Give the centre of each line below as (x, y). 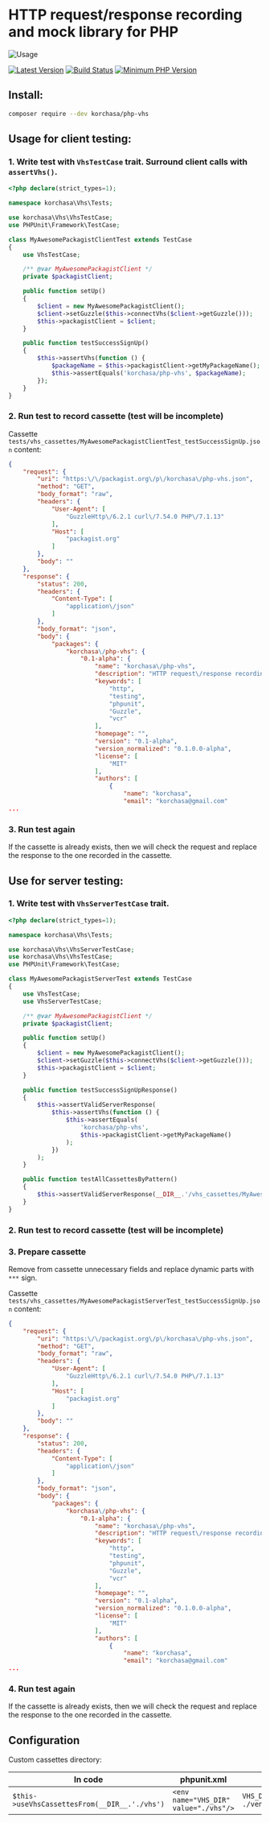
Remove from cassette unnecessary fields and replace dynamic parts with (131, 1269)
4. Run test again (42, 1688)
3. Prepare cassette (47, 1252)
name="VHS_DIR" (201, 1800)
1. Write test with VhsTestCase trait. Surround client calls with (128, 161)
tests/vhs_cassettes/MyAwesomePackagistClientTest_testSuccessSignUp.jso (135, 441)
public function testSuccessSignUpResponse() (100, 1090)
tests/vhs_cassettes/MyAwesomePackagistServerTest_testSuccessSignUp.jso (135, 1301)
